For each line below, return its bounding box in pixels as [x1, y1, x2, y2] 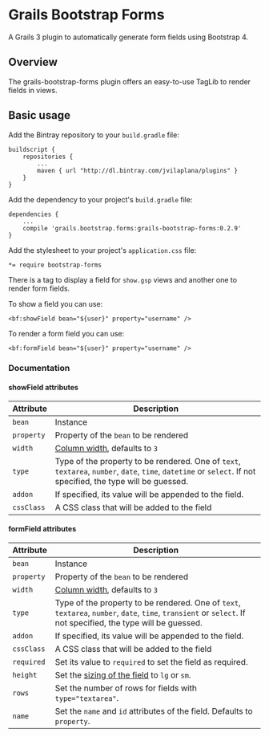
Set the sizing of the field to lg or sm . [54, 669, 191, 680]
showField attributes [8, 383, 78, 393]
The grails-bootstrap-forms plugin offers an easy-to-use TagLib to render [8, 76, 251, 86]
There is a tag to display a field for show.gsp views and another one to [8, 275, 238, 284]
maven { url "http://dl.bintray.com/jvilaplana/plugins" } [37, 166, 239, 174]
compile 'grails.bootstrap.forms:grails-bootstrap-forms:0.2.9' [22, 224, 242, 232]
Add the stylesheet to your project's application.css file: [8, 245, 197, 254]
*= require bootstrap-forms [8, 261, 102, 269]
